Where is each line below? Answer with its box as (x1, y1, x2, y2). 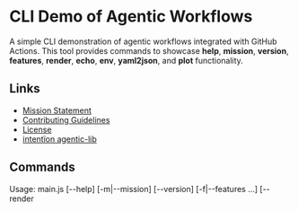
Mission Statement (22, 105, 92, 116)
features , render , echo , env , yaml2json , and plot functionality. (9, 55, 244, 66)
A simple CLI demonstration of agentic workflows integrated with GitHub (9, 36, 277, 47)
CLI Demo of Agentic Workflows (9, 6, 253, 27)
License (22, 124, 52, 135)
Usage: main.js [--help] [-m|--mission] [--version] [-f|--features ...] (9, 183, 259, 194)
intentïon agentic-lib (22, 133, 97, 145)
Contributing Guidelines (22, 114, 110, 125)
